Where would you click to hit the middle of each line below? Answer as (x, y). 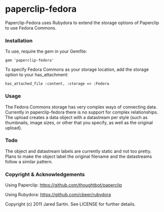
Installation (19, 40)
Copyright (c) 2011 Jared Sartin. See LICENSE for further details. (70, 204)
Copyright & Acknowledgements (45, 174)
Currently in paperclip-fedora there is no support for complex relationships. (82, 112)
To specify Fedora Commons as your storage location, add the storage (77, 69)
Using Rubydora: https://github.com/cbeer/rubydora (58, 195)
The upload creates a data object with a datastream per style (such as (77, 117)
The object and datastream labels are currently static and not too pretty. (78, 151)
